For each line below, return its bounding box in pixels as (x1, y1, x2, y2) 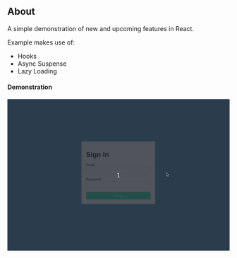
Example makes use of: (7, 38, 75, 47)
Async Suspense (17, 59, 67, 68)
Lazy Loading (17, 66, 58, 75)
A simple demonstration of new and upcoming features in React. (7, 24, 194, 33)
